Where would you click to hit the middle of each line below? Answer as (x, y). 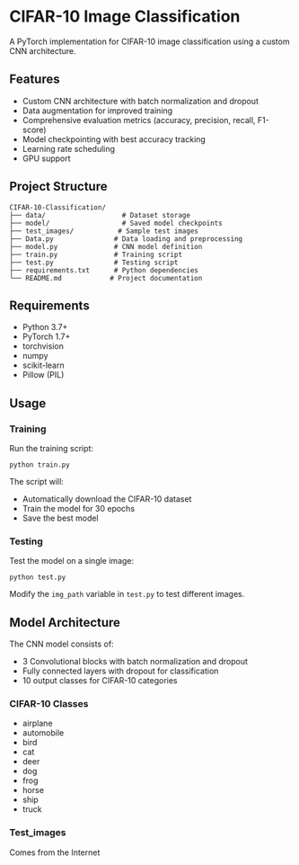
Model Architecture (65, 622)
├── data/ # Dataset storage (100, 215)
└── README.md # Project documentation (106, 278)
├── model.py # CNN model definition (106, 246)
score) (34, 129)
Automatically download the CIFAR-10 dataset (107, 499)
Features (35, 80)
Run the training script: (52, 449)
